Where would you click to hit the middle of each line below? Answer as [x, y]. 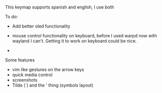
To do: [12, 16]
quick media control [32, 75]
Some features [20, 60]
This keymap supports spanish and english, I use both [60, 7]
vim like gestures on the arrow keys [48, 69]
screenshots [25, 80]
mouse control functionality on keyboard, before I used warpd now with [84, 36]
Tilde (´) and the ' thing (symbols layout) [53, 85]
